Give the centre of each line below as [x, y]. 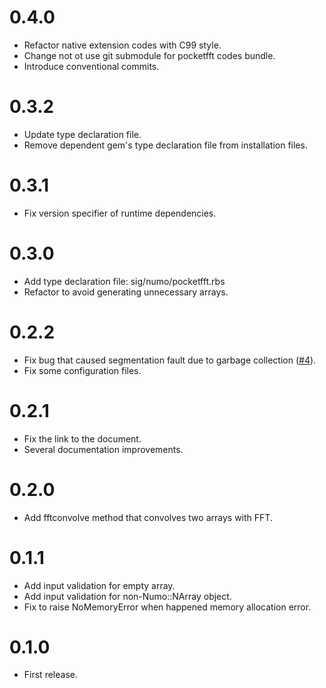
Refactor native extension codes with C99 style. [122, 45]
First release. [50, 675]
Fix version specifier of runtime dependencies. [120, 213]
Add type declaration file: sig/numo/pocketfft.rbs [124, 281]
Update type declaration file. [82, 134]
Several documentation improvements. [103, 449]
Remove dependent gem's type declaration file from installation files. [165, 145]
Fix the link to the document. [82, 438]
